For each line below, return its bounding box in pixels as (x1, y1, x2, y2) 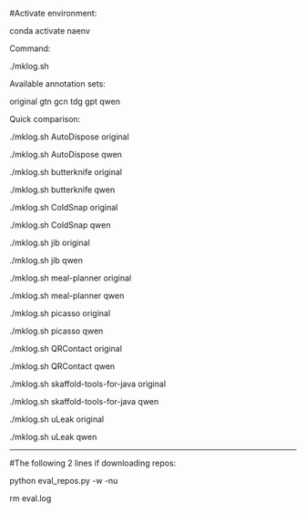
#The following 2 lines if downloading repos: (9, 457, 177, 468)
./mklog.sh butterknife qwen (9, 184, 116, 195)
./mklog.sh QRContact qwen (9, 361, 116, 372)
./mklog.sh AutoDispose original (9, 131, 129, 142)
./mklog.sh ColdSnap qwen (9, 220, 111, 231)
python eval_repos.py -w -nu (9, 476, 118, 486)
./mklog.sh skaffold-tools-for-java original (9, 378, 167, 389)
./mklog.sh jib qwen (9, 255, 84, 265)
